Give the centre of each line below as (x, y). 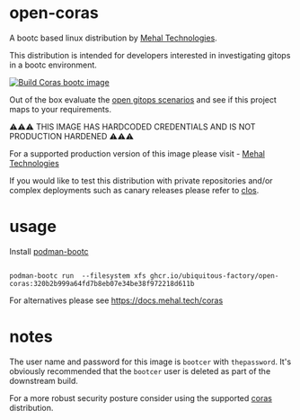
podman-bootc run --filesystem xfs (78, 276)
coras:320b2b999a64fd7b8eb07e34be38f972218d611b (102, 283)
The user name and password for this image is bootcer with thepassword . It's (150, 362)
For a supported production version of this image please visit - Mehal (137, 153)
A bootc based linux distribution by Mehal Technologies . (113, 38)
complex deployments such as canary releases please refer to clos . (134, 190)
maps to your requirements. (61, 109)
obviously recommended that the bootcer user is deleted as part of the (140, 371)
